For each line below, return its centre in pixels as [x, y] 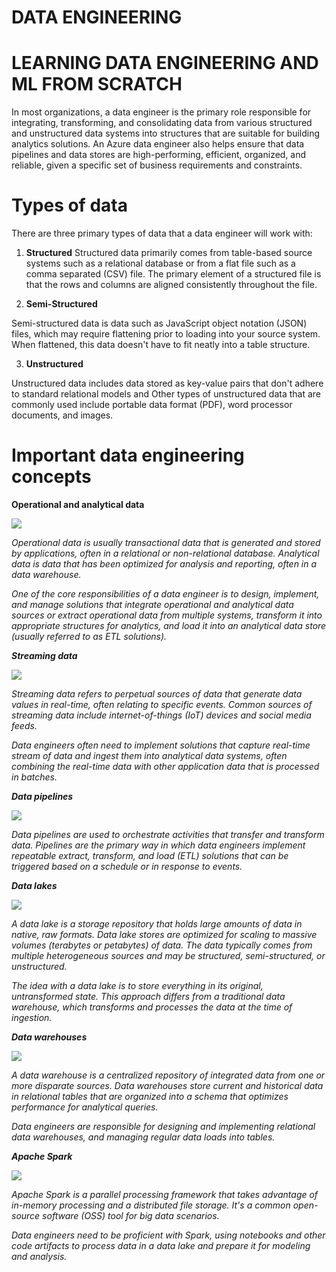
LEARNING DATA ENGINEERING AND [165, 63]
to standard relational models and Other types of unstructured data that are [166, 394]
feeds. [24, 725]
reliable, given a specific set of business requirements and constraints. [157, 165]
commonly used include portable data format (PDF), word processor [152, 405]
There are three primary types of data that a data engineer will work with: [162, 233]
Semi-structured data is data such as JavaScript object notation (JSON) [159, 323]
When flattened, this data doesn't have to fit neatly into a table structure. [161, 345]
